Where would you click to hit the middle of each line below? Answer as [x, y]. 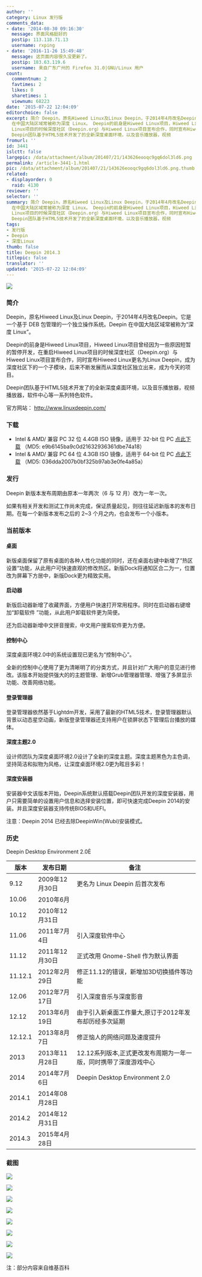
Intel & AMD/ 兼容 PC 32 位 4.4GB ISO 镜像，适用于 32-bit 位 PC [94, 439]
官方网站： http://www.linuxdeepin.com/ [56, 408]
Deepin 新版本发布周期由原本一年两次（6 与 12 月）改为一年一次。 [88, 493]
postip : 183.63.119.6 [39, 62]
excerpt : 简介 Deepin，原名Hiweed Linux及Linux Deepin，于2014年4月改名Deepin [102, 118]
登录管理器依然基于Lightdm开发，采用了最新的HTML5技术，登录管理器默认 [99, 712]
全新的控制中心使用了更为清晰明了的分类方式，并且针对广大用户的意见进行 [98, 667]
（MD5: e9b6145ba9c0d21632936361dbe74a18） [84, 447]
